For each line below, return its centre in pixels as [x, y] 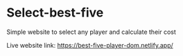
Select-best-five [55, 13]
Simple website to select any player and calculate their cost [91, 32]
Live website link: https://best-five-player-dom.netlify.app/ [90, 45]
